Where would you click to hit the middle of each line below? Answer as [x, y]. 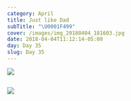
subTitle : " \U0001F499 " [41, 26]
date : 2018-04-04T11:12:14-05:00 [55, 39]
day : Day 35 [24, 46]
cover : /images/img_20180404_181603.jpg [66, 33]
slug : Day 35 [26, 53]
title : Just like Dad [38, 20]
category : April [30, 13]
